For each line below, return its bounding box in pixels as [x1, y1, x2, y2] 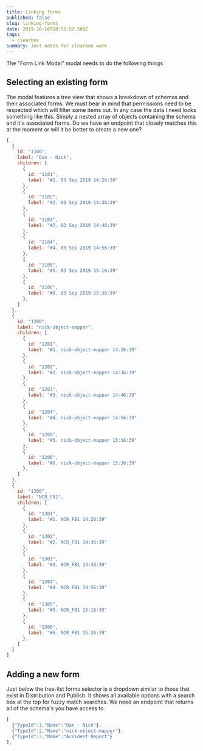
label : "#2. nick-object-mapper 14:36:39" [28, 369, 137, 375]
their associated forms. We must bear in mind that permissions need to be [6, 100, 191, 107]
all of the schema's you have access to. [6, 705, 105, 712]
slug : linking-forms [6, 20, 59, 26]
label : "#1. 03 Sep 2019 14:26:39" [28, 177, 119, 183]
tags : [6, 32, 20, 38]
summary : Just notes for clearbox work [6, 43, 108, 49]
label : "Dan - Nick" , [17, 155, 72, 161]
